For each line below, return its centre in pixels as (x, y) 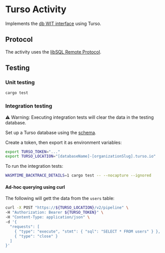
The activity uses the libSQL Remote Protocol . (53, 52)
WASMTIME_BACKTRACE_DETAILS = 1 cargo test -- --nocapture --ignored (78, 175)
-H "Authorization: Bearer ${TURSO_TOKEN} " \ (54, 213)
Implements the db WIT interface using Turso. (53, 23)
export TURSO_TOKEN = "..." (33, 151)
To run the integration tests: (34, 166)
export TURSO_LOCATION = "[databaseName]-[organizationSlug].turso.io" (81, 157)
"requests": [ (25, 226)
